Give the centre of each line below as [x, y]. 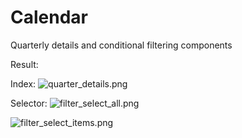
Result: [24, 64]
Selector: [29, 103]
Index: [23, 83]
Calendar [49, 17]
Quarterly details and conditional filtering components [121, 45]
